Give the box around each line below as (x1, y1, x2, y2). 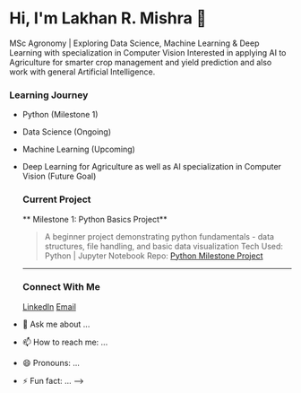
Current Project (21, 193, 91, 205)
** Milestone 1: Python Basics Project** (21, 214, 168, 224)
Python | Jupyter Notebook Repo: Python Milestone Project (44, 250, 263, 261)
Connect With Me (21, 281, 101, 293)
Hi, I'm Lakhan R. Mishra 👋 (9, 8, 207, 29)
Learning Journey (9, 89, 89, 101)
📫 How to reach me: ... (21, 336, 108, 347)
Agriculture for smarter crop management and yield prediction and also (9, 57, 272, 67)
